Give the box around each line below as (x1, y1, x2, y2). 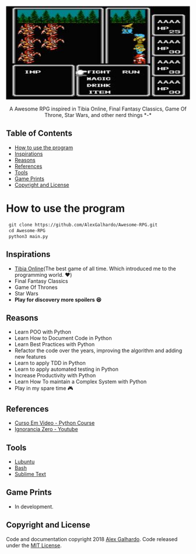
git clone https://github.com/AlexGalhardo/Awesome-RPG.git (8, 222, 158, 228)
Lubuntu (14, 458, 35, 465)
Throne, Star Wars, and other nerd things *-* (44, 112, 152, 118)
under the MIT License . (6, 542, 62, 549)
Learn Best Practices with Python (14, 341, 95, 348)
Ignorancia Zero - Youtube (14, 426, 78, 433)
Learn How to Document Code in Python (14, 335, 112, 342)
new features (14, 353, 47, 360)
